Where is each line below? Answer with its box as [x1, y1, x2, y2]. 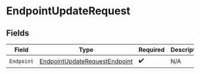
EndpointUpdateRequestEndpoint [39, 57, 133, 65]
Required [138, 46, 165, 54]
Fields [6, 28, 30, 38]
